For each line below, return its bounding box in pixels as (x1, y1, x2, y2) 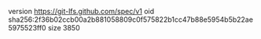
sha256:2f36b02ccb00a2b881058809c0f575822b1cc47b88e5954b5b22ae (8, 15, 254, 24)
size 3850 (47, 23, 80, 32)
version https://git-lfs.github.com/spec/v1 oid (8, 7, 155, 16)
